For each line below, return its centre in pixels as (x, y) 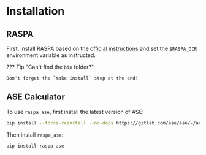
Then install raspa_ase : (35, 134)
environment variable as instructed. (51, 55)
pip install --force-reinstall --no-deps (60, 123)
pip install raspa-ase (35, 146)
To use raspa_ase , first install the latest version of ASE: (75, 112)
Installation (36, 11)
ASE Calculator (36, 97)
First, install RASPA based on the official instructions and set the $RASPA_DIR (102, 48)
